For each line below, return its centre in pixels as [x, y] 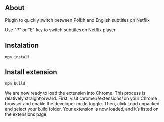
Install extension [31, 72]
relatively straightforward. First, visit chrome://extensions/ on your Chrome [81, 98]
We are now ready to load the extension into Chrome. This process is [75, 93]
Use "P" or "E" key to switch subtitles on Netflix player [60, 30]
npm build [15, 84]
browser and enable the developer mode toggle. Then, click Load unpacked [82, 104]
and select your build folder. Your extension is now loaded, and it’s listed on [82, 109]
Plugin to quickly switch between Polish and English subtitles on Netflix [77, 20]
